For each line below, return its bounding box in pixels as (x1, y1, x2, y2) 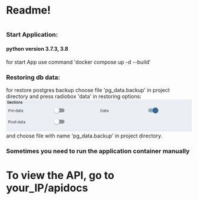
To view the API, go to (6, 169, 115, 182)
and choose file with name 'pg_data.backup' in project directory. (6, 132, 163, 139)
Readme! (6, 4, 51, 17)
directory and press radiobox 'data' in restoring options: (6, 93, 141, 100)
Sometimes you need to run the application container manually (6, 147, 190, 155)
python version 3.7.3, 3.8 (6, 45, 69, 52)
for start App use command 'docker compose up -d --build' (6, 58, 151, 65)
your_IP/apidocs (6, 181, 88, 195)
